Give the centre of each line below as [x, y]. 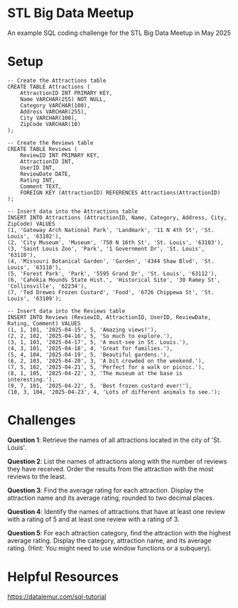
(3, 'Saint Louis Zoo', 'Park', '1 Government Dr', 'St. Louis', [106, 248]
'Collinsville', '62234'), [47, 286]
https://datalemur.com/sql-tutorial [57, 597]
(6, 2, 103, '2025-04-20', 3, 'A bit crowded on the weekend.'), [106, 361]
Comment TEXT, [41, 187]
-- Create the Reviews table [50, 143]
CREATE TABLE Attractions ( [49, 87]
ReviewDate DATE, [46, 174]
